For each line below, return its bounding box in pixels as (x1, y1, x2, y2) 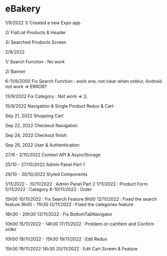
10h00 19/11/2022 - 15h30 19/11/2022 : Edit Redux (5, 236, 108, 242)
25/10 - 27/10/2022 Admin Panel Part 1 (5, 161, 85, 167)
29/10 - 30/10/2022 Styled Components (5, 171, 88, 177)
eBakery (5, 3, 41, 15)
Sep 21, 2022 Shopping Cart (5, 113, 64, 119)
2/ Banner (5, 68, 26, 74)
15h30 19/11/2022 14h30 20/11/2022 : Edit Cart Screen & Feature (5, 245, 138, 251)
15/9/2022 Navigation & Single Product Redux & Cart (5, 103, 114, 109)
